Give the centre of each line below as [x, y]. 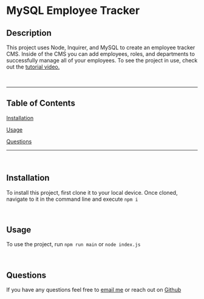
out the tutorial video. [33, 67]
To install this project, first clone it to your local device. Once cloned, [92, 192]
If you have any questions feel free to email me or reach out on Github [94, 290]
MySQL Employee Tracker [73, 11]
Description [29, 33]
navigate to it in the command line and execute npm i [72, 199]
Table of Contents [41, 103]
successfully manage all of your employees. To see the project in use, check [102, 60]
